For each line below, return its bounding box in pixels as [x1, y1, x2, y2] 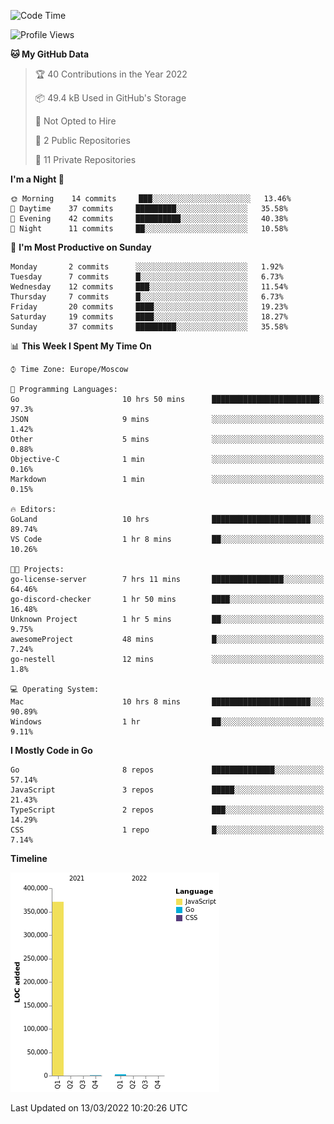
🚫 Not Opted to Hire [34, 115, 117, 127]
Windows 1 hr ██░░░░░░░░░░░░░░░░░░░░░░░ [10, 717, 325, 727]
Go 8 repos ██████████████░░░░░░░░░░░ [10, 765, 325, 775]
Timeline [10, 853, 48, 864]
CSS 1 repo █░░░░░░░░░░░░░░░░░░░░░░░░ [10, 825, 325, 835]
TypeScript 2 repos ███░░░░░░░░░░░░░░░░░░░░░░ [10, 805, 325, 815]
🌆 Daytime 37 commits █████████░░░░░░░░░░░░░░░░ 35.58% [10, 204, 288, 214]
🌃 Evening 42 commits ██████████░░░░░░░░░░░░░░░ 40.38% [10, 214, 288, 224]
